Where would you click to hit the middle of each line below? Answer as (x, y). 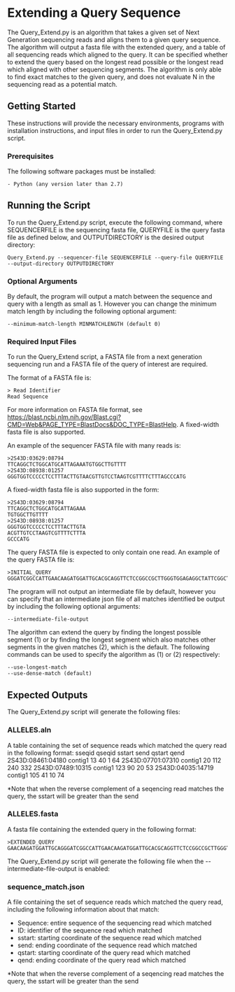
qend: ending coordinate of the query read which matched (102, 961)
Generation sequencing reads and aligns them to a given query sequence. (114, 39)
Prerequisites (30, 156)
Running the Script (49, 205)
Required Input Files (42, 342)
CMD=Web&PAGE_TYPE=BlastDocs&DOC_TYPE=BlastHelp (92, 425)
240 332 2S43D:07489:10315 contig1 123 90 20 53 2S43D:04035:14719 (111, 767)
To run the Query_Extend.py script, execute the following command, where (115, 222)
